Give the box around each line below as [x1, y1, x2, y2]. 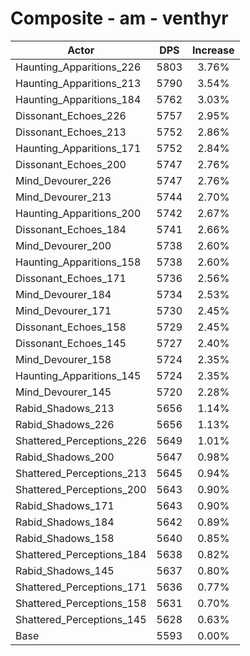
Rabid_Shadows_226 [15, 417, 115, 431]
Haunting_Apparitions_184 [15, 92, 142, 106]
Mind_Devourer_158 [15, 352, 112, 366]
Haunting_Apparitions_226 [15, 60, 142, 74]
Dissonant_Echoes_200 [15, 157, 127, 171]
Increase [192, 43, 235, 57]
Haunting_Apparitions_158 [15, 255, 142, 269]
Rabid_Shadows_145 [15, 563, 115, 577]
